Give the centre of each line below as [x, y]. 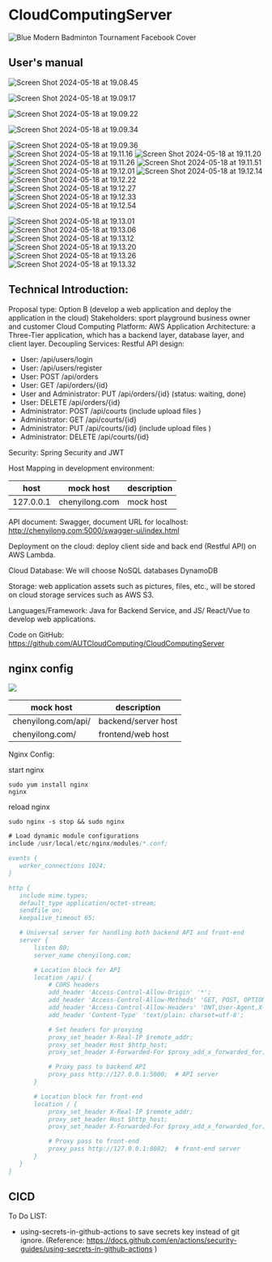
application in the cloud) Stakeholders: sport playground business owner [130, 318]
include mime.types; [54, 895]
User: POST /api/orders [59, 376]
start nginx [26, 770]
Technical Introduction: [69, 290]
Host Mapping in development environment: [82, 468]
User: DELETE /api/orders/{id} [70, 402]
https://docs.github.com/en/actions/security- [161, 1240]
